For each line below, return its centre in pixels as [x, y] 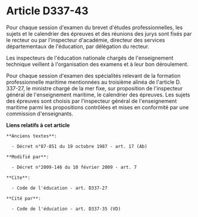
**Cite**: [18, 177]
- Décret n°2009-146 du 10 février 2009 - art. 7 [74, 167]
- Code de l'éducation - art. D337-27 [60, 188]
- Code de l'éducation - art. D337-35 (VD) [66, 209]
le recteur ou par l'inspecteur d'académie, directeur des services [86, 40]
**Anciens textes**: [32, 136]
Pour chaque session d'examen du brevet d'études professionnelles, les [95, 27]
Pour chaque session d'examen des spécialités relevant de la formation [94, 76]
